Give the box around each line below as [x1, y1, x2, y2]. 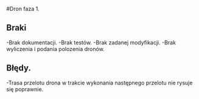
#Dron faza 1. [6, 5, 40, 12]
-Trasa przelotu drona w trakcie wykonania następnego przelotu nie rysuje [6, 79, 193, 86]
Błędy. [6, 63, 32, 73]
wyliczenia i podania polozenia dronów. [6, 45, 105, 52]
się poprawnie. [6, 85, 44, 93]
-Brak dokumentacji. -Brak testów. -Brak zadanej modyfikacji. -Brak [6, 39, 176, 46]
